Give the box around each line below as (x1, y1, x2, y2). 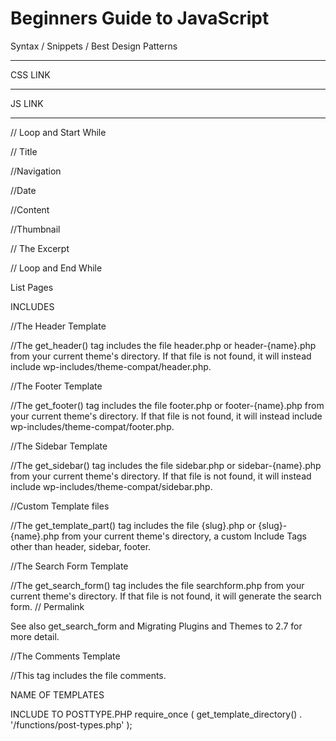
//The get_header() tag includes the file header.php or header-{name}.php (10, 339, 317, 351)
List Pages (10, 281, 54, 293)
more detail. (10, 630, 60, 642)
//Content (10, 203, 50, 216)
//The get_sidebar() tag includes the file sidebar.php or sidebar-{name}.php (10, 459, 322, 471)
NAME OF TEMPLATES (10, 688, 105, 701)
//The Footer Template (10, 380, 103, 392)
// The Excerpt (10, 242, 70, 254)
